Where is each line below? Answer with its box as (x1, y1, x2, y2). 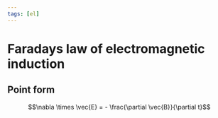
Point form (7, 84, 55, 96)
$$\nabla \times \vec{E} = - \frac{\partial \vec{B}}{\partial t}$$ (28, 102, 211, 111)
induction (7, 56, 65, 71)
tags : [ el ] (7, 10, 40, 18)
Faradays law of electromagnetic (7, 40, 205, 57)
